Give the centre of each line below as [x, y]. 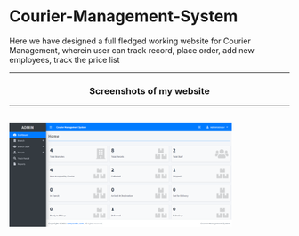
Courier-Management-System [124, 16]
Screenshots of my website [149, 90]
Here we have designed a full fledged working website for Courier [130, 41]
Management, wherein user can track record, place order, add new [132, 50]
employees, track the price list [65, 59]
